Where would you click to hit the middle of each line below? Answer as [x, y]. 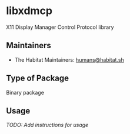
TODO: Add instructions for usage [47, 125]
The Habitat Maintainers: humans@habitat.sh [69, 59]
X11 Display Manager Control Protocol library [60, 27]
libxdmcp [29, 11]
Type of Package [38, 78]
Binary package [25, 92]
